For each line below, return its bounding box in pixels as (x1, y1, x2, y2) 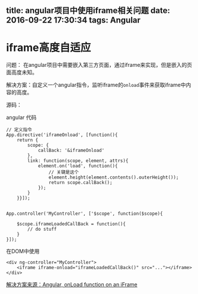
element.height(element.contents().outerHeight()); (48, 175, 179, 180)
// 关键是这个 (48, 169, 79, 176)
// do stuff (27, 227, 58, 232)
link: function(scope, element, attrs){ (27, 158, 129, 164)
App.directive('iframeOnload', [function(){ (6, 132, 118, 138)
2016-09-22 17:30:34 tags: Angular (6, 15, 141, 25)
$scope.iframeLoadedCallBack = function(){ (17, 221, 126, 227)
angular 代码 (6, 114, 37, 121)
